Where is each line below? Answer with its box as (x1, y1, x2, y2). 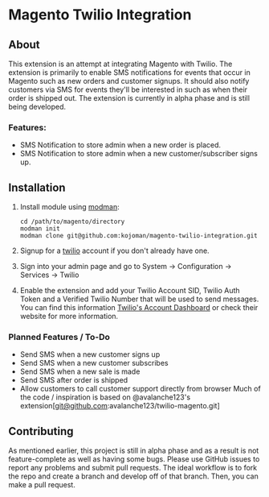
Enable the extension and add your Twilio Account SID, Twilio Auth (19, 286, 240, 296)
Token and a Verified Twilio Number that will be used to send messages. (19, 294, 259, 304)
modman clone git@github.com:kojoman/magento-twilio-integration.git (19, 232, 259, 240)
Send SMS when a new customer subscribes (19, 358, 169, 368)
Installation (8, 180, 66, 194)
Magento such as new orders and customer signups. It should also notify (8, 77, 250, 85)
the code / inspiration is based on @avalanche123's (19, 392, 191, 402)
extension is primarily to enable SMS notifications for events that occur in (8, 68, 251, 77)
